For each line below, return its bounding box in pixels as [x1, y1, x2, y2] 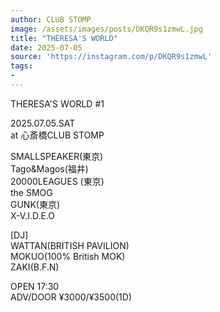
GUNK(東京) [10, 198, 61, 210]
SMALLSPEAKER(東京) [10, 150, 104, 162]
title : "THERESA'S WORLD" [10, 33, 118, 43]
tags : [10, 61, 33, 71]
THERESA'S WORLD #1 [10, 97, 105, 110]
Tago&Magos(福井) [10, 162, 89, 175]
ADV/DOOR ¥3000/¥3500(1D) [10, 291, 132, 303]
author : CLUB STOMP [10, 14, 92, 25]
